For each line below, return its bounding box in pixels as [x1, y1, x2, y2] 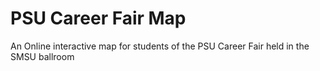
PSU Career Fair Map [10, 7, 187, 30]
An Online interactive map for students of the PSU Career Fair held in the [10, 40, 310, 52]
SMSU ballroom [10, 50, 75, 62]
